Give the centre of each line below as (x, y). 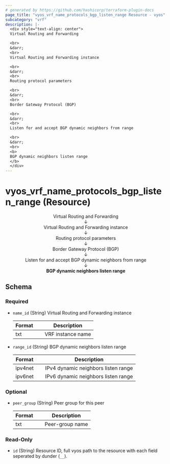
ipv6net (25, 376)
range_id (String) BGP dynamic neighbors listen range (69, 347)
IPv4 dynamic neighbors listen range (89, 368)
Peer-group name (66, 425)
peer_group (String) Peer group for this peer (58, 403)
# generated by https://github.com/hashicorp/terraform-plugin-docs (80, 10)
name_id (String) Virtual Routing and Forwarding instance (72, 313)
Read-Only (19, 439)
